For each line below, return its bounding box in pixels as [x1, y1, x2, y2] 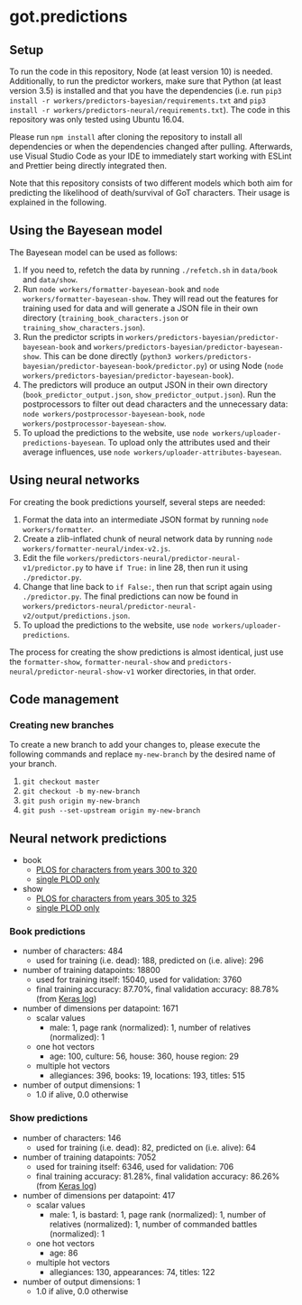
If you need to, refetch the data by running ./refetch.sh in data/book [22, 264, 278, 275]
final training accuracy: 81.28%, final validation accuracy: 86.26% [35, 1171, 280, 1181]
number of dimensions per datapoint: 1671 [22, 1003, 178, 1014]
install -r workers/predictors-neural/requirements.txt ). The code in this [9, 105, 291, 115]
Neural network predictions [9, 831, 168, 846]
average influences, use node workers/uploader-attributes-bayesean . [22, 446, 282, 457]
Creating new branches [9, 719, 114, 731]
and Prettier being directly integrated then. [9, 161, 168, 170]
